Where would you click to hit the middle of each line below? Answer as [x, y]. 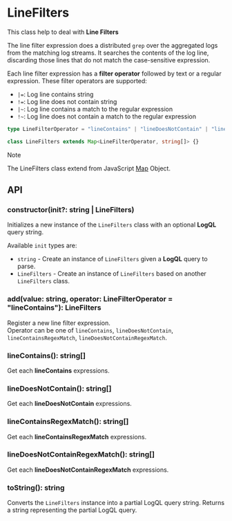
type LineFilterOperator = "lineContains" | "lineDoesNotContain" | [108, 129]
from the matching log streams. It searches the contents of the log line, [108, 53]
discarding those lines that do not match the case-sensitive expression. [109, 60]
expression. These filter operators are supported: [77, 80]
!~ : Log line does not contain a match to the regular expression [107, 116]
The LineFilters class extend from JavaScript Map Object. [89, 168]
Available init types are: [42, 246]
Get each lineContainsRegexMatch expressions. [77, 436]
